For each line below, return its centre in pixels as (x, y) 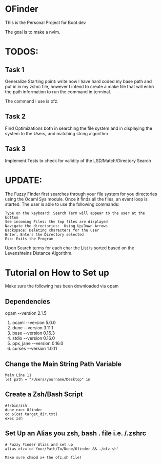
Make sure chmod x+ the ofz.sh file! (43, 457)
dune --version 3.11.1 (33, 328)
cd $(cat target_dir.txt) (31, 414)
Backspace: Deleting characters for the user (52, 230)
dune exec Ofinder (24, 410)
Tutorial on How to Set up (57, 272)
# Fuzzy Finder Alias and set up (39, 444)
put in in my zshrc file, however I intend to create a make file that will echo (80, 86)
